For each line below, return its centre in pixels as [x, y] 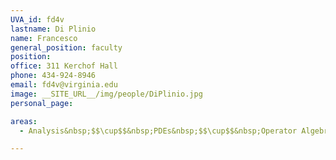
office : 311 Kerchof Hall [64, 66]
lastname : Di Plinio [53, 29]
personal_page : [42, 103]
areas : [24, 121]
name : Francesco [44, 38]
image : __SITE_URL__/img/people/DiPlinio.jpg [106, 94]
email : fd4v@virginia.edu [64, 85]
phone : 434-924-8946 [53, 76]
